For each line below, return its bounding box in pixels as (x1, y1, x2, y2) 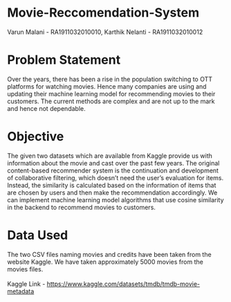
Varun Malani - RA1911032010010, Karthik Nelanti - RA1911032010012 (7, 28, 203, 36)
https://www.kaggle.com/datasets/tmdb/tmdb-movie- (46, 279, 201, 288)
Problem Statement (7, 52, 121, 68)
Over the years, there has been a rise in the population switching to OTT (7, 75, 213, 83)
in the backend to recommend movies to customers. (7, 203, 156, 211)
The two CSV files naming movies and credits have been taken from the (7, 250, 212, 258)
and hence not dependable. (7, 104, 86, 112)
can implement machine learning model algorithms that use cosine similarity (7, 195, 224, 204)
